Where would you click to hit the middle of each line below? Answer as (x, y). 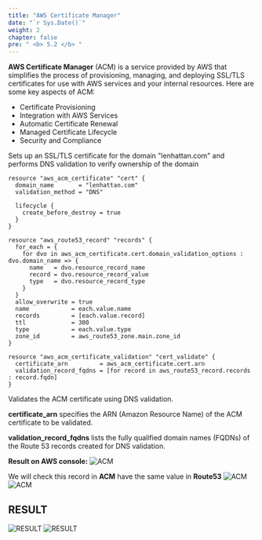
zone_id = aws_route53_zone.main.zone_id (98, 337)
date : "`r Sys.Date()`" (47, 23)
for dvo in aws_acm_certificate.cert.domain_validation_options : (133, 254)
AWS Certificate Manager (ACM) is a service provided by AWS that (118, 67)
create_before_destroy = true (72, 213)
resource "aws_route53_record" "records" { (80, 240)
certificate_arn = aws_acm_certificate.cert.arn (110, 364)
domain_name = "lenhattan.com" (77, 185)
